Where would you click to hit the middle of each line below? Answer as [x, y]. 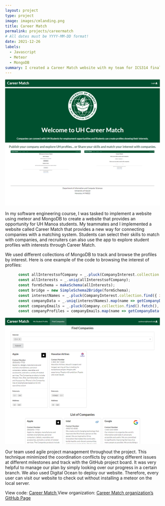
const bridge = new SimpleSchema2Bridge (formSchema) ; [74, 290]
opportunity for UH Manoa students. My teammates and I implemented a [79, 224]
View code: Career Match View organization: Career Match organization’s [79, 493]
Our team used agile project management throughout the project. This [76, 452]
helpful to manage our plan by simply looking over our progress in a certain [81, 468]
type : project [20, 16]
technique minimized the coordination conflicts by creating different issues [81, 457]
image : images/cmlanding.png [35, 21]
